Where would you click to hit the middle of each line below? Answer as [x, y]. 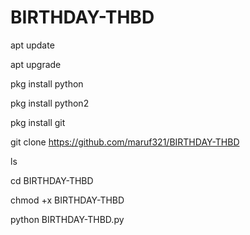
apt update [32, 45]
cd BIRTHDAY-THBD [52, 180]
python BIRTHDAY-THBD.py [67, 219]
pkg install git [38, 122]
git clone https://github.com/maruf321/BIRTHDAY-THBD [125, 142]
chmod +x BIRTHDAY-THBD [67, 200]
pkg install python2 [50, 103]
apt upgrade [36, 64]
